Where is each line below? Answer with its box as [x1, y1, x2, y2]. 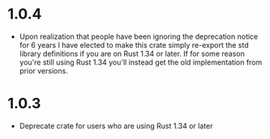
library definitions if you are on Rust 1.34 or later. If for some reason [19, 48, 245, 58]
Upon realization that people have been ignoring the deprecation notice [19, 32, 259, 41]
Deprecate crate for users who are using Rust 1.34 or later [19, 120, 213, 130]
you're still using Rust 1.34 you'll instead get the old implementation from [19, 57, 263, 67]
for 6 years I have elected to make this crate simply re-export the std [19, 40, 249, 49]
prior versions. [19, 65, 68, 75]
